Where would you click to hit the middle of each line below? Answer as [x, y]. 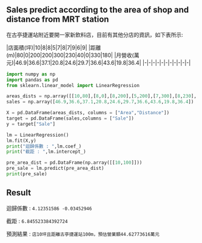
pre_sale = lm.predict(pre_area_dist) [55, 169]
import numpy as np [31, 74]
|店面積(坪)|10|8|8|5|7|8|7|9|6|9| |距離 [54, 47]
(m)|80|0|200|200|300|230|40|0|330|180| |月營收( [70, 55]
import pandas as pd [32, 80]
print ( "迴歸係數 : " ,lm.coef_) [44, 146]
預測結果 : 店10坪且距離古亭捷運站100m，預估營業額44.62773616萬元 [83, 234]
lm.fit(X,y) [21, 141]
